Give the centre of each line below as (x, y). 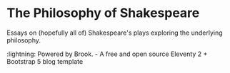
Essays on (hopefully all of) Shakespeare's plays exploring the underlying (115, 33)
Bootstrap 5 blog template (45, 61)
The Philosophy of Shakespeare (103, 13)
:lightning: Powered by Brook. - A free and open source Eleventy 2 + (107, 54)
